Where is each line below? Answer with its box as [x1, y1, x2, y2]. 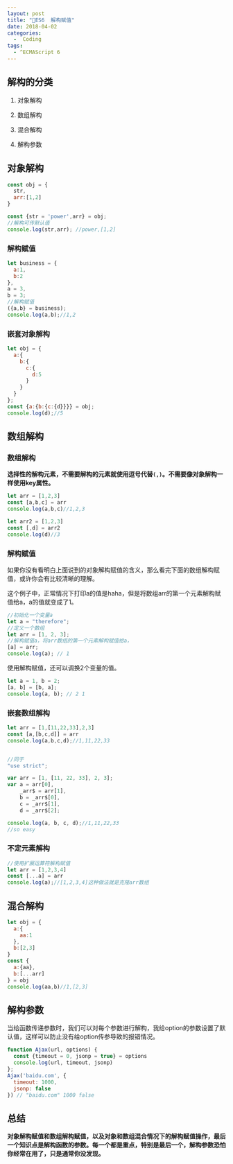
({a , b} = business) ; [7, 305, 67, 312]
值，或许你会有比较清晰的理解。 [7, 574, 98, 582]
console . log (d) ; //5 [7, 410, 64, 417]
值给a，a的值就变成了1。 [7, 598, 78, 606]
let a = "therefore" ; [7, 618, 70, 625]
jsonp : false [13, 1085, 51, 1092]
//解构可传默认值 [7, 219, 50, 226]
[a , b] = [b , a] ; [7, 684, 58, 690]
